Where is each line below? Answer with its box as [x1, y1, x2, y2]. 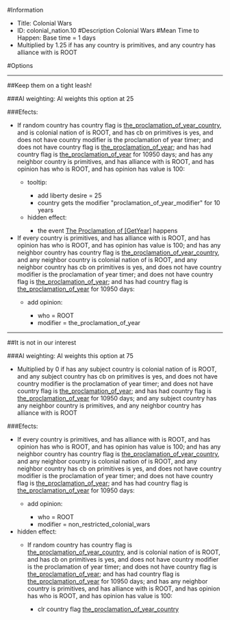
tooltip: [27, 178, 47, 186]
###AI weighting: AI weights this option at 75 [7, 352, 133, 359]
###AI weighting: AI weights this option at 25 [7, 95, 134, 102]
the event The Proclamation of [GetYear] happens [37, 226, 178, 235]
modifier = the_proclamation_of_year [37, 319, 141, 326]
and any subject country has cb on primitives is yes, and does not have [16, 372, 218, 380]
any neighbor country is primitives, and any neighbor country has [16, 401, 202, 409]
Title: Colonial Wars [16, 19, 73, 27]
